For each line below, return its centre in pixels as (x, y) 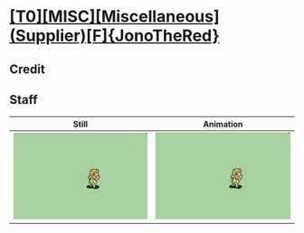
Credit (27, 69)
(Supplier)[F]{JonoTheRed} (114, 36)
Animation (223, 124)
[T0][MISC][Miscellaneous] (114, 17)
